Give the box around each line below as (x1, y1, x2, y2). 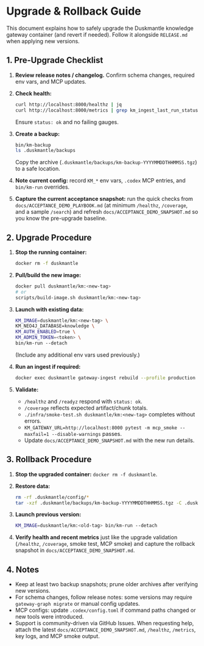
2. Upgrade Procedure (6, 232, 92, 242)
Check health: (15, 90, 52, 97)
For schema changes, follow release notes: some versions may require (15, 593, 193, 601)
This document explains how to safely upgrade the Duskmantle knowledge (6, 24, 194, 32)
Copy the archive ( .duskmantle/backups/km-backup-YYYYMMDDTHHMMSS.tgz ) (15, 159, 197, 166)
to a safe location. (15, 165, 60, 172)
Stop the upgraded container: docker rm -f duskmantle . (15, 470, 158, 477)
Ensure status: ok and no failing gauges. (15, 118, 119, 126)
